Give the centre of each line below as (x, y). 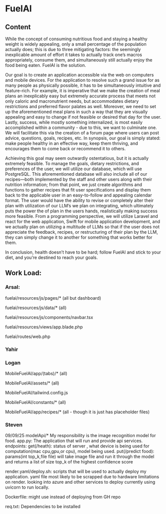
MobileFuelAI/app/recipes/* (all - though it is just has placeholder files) (78, 412)
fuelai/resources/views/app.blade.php (44, 327)
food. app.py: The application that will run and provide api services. (74, 441)
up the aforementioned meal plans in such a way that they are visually (76, 112)
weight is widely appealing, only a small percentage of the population (76, 44)
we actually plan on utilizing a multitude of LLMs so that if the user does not (83, 227)
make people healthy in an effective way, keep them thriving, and (72, 143)
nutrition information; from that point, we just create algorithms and (74, 185)
